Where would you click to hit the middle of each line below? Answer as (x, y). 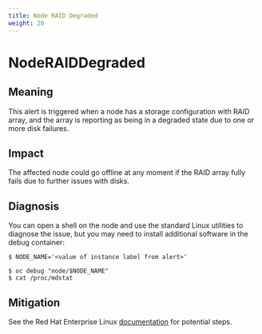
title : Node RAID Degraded (53, 16)
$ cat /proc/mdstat (41, 278)
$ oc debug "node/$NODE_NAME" (59, 271)
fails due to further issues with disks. (69, 181)
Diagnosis (34, 206)
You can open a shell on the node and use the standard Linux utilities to (126, 225)
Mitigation (34, 302)
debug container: (37, 243)
